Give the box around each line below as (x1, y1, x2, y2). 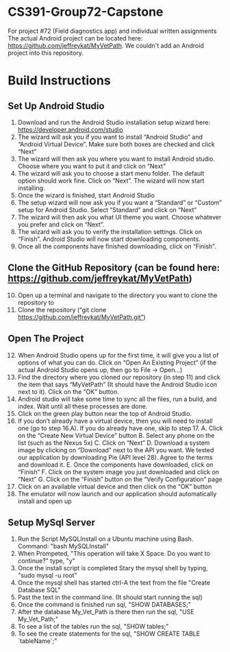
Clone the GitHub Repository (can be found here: (8, 262, 220, 274)
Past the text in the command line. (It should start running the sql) (17, 593, 203, 601)
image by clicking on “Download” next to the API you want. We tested (17, 445, 214, 454)
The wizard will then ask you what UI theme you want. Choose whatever (17, 213, 222, 221)
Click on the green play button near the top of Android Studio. (17, 409, 192, 417)
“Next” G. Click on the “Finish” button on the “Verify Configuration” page (17, 475, 222, 483)
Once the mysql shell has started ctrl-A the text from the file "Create (17, 579, 211, 587)
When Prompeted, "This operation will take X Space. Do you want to (17, 550, 211, 558)
